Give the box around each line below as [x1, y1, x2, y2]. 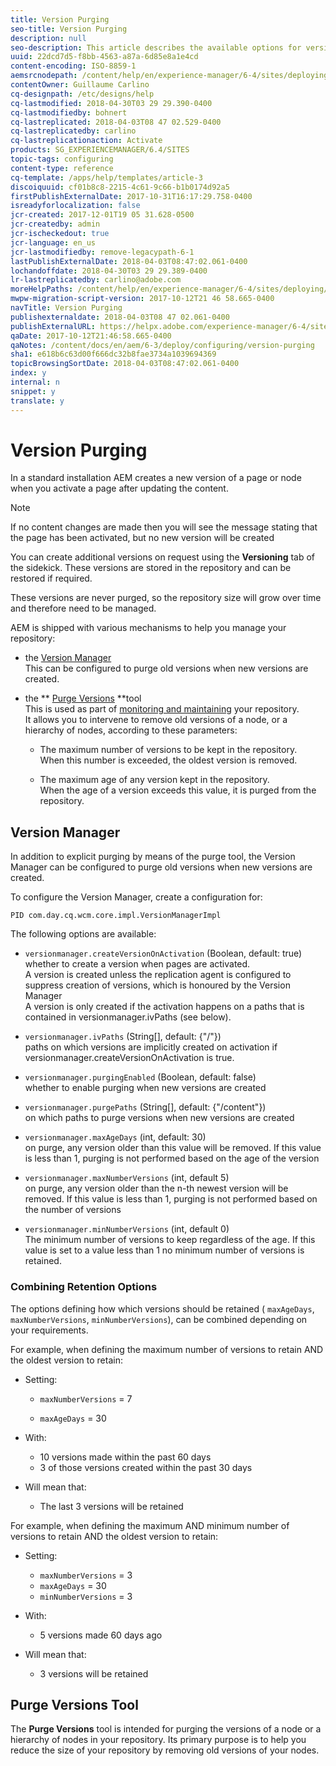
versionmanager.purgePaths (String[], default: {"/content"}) [24, 1101, 267, 1113]
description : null [10, 33, 87, 43]
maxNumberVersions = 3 [39, 1569, 133, 1581]
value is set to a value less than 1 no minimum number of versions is [24, 1244, 305, 1256]
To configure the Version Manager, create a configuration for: [10, 891, 263, 903]
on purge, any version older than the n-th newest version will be [24, 1182, 289, 1195]
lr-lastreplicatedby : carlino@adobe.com [10, 275, 182, 285]
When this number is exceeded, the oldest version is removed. [39, 754, 298, 766]
